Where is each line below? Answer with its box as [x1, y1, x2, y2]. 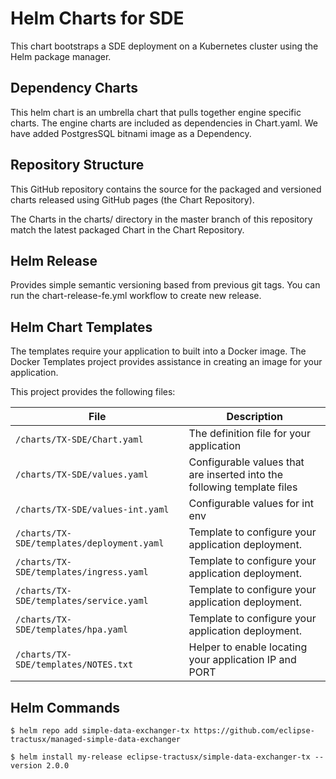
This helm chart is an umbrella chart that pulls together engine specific [10, 106, 302, 118]
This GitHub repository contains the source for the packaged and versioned [10, 183, 322, 195]
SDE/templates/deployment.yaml [15, 538, 165, 549]
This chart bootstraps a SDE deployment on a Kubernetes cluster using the [10, 40, 319, 52]
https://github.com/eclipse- [193, 726, 315, 736]
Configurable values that [188, 455, 305, 469]
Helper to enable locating [188, 640, 308, 654]
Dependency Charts [10, 80, 138, 97]
